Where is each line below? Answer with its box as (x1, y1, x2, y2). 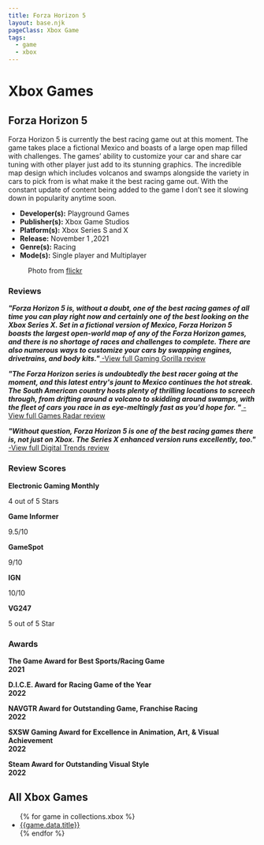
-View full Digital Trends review (8, 443, 110, 453)
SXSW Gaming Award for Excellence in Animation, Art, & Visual (8, 727, 219, 737)
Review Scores (8, 463, 67, 474)
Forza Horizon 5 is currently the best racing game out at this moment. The (8, 135, 248, 144)
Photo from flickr (28, 266, 83, 275)
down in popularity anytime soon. (8, 193, 117, 202)
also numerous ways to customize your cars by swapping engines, (8, 345, 232, 355)
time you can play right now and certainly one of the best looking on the (8, 312, 250, 321)
